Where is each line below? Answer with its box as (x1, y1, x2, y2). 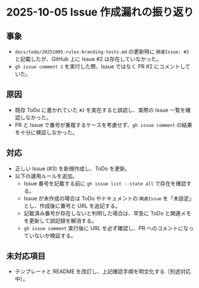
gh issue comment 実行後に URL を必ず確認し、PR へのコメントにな (23, 224, 189, 231)
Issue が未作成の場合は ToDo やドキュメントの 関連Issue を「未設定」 (23, 194, 192, 202)
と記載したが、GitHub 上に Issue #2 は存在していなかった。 (14, 55, 162, 63)
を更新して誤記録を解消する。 (23, 217, 97, 224)
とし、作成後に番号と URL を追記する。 (23, 202, 121, 209)
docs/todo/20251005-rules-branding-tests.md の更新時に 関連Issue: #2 (14, 48, 189, 55)
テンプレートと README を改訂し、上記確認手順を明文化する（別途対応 (14, 268, 191, 275)
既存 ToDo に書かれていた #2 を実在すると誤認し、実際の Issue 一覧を (14, 106, 186, 113)
